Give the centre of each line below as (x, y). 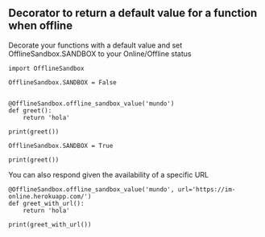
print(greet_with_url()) (50, 224)
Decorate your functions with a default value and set (95, 45)
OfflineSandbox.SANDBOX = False (62, 82)
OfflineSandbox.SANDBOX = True (61, 145)
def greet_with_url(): (46, 203)
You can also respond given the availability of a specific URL (109, 174)
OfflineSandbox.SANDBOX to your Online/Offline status (100, 53)
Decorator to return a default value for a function (133, 13)
